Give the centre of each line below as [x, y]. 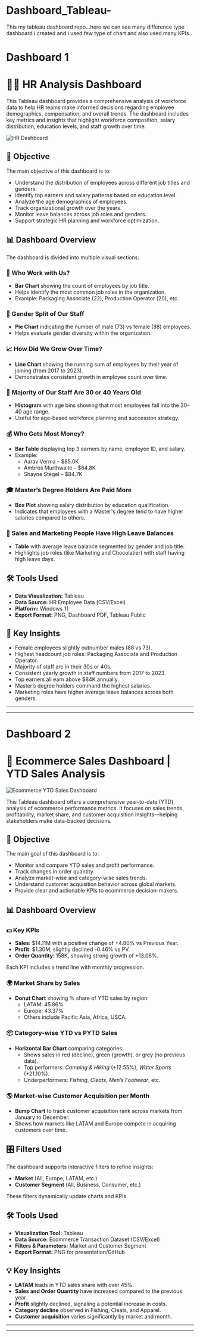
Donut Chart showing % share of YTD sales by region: [82, 998]
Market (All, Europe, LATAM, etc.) [56, 1178]
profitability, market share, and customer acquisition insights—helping [92, 814]
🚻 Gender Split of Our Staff [45, 313]
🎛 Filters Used [34, 1150]
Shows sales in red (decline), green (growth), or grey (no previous [104, 1055]
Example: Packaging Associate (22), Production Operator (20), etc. [97, 298]
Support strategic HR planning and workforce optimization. [87, 220]
